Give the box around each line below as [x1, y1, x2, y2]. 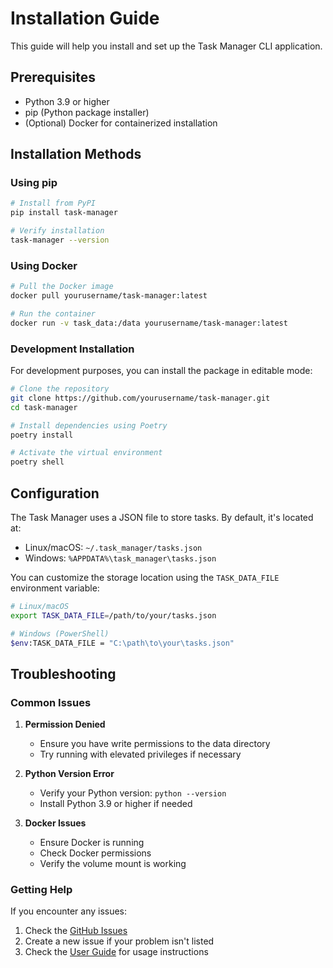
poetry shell [10, 457, 65, 467]
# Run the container [10, 308, 97, 319]
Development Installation [10, 342, 135, 356]
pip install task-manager [10, 208, 118, 218]
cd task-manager [10, 402, 78, 412]
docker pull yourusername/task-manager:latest [10, 291, 208, 301]
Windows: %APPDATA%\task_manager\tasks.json [24, 552, 217, 564]
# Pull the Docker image [10, 282, 114, 292]
